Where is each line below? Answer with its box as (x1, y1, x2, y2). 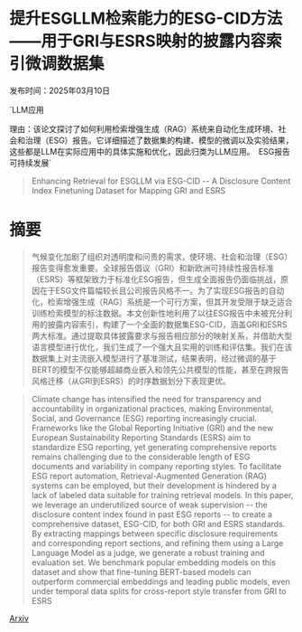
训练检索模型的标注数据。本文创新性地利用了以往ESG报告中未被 (31, 307, 269, 318)
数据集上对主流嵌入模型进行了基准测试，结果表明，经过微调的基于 (31, 353, 277, 363)
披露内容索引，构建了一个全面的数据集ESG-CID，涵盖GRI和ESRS (47, 318, 288, 330)
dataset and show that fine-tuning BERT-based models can (31, 566, 252, 577)
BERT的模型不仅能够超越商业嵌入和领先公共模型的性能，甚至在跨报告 (31, 363, 289, 375)
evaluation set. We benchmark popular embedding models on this (31, 557, 277, 568)
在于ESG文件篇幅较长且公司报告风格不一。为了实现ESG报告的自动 (39, 285, 285, 296)
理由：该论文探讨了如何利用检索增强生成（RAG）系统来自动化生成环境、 (9, 123, 279, 134)
